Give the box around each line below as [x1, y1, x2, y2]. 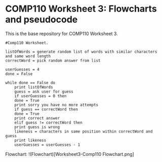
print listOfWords [14, 85, 53, 90]
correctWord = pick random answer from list [5, 58, 101, 63]
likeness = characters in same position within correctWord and [14, 129, 153, 134]
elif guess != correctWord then [14, 120, 83, 125]
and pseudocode [5, 14, 78, 25]
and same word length [5, 54, 51, 59]
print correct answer [14, 115, 60, 120]
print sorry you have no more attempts [14, 102, 99, 107]
